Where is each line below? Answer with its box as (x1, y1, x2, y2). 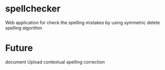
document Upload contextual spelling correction (5, 58, 105, 65)
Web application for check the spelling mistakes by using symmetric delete (5, 19, 160, 25)
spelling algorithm (5, 24, 43, 30)
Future (5, 42, 34, 54)
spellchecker (5, 3, 61, 14)
